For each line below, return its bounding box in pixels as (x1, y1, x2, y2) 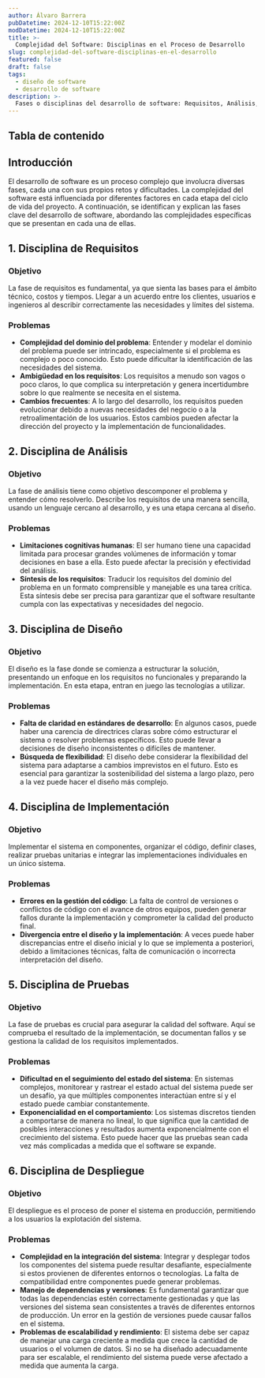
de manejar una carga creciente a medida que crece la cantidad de (19, 1336, 238, 1346)
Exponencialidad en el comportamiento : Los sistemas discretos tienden (19, 1108, 256, 1117)
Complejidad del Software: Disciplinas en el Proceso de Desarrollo (15, 41, 245, 49)
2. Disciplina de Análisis (8, 444, 129, 458)
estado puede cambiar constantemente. (19, 1099, 150, 1109)
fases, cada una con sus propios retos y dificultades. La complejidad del (8, 185, 244, 194)
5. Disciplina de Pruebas (8, 977, 130, 992)
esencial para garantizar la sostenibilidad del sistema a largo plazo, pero (19, 769, 255, 778)
